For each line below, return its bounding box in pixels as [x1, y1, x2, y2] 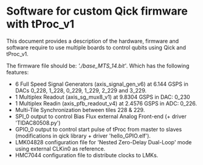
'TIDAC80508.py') [15, 119, 61, 126]
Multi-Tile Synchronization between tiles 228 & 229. [15, 106, 145, 113]
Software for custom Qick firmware [6, 4, 188, 18]
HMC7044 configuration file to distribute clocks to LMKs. [15, 151, 159, 159]
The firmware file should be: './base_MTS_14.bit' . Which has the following [6, 62, 190, 69]
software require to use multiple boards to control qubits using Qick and [6, 44, 187, 51]
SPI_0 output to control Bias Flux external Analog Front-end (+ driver [15, 113, 187, 120]
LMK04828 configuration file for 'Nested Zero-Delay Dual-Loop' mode [15, 138, 192, 146]
